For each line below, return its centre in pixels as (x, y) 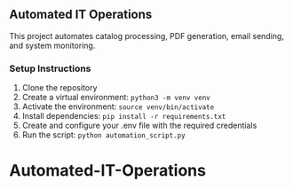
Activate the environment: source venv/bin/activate (118, 106)
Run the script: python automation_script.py (103, 135)
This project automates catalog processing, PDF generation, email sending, (146, 35)
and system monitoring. (52, 45)
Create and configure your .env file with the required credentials (139, 126)
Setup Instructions (50, 68)
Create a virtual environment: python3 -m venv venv (116, 98)
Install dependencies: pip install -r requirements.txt (124, 116)
